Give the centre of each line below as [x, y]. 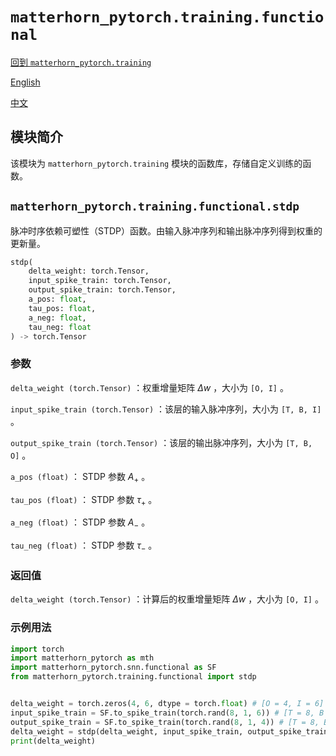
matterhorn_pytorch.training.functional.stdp [155, 206]
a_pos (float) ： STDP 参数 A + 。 [80, 477]
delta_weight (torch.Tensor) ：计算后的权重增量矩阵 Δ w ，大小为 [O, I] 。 [167, 599]
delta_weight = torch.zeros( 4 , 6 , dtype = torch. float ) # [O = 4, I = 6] [167, 704]
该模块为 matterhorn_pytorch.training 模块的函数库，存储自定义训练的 [156, 163]
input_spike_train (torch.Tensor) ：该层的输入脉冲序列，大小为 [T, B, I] [166, 409]
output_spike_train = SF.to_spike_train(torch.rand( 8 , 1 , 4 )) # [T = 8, [165, 722]
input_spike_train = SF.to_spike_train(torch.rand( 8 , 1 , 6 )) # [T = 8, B [167, 713]
